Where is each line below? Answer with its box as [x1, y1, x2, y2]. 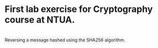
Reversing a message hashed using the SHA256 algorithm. [4, 37, 126, 43]
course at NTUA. [4, 14, 75, 25]
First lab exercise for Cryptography [4, 3, 153, 15]
